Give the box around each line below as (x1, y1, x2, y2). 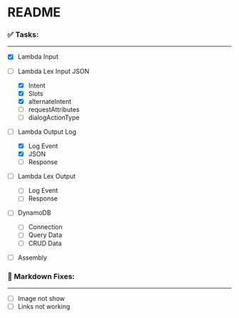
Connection (28, 223, 63, 231)
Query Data (28, 230, 63, 239)
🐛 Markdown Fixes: (7, 271, 75, 281)
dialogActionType (28, 113, 80, 122)
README (7, 4, 61, 21)
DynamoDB (17, 208, 51, 217)
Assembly (17, 253, 48, 262)
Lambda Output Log (17, 127, 77, 136)
